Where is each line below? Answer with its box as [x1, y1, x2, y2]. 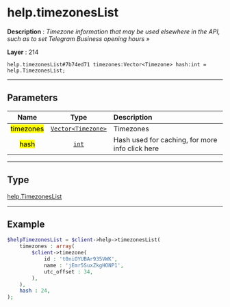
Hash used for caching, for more [113, 135, 218, 144]
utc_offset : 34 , [43, 268, 94, 275]
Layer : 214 [7, 48, 39, 56]
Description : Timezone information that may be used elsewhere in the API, [7, 27, 220, 36]
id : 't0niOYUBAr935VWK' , [43, 256, 118, 263]
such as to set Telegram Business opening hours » [7, 34, 150, 42]
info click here [113, 144, 159, 153]
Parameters [7, 92, 58, 104]
